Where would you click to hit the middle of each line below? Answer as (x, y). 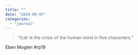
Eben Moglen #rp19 (25, 47)
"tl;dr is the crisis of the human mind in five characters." (75, 38)
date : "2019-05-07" (26, 14)
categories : (18, 19)
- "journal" (22, 24)
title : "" (16, 10)
